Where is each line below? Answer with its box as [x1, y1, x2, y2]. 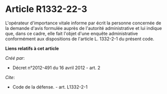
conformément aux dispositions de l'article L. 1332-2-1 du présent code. [5, 36, 154, 42]
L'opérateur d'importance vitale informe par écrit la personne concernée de [5, 20, 161, 26]
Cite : [5, 74, 15, 80]
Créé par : [5, 55, 25, 61]
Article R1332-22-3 [5, 3, 88, 15]
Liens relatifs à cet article [5, 45, 59, 51]
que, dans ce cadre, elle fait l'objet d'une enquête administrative [5, 30, 138, 36]
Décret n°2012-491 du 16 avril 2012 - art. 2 [12, 65, 100, 71]
